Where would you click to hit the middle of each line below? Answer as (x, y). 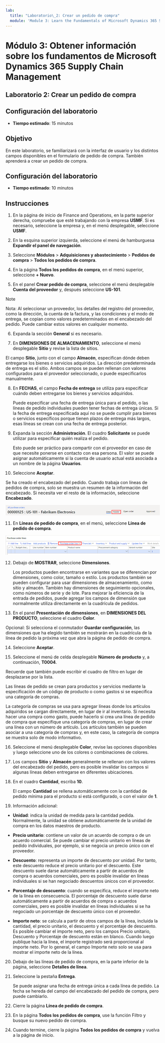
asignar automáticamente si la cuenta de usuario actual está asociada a (85, 459)
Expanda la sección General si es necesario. (58, 334)
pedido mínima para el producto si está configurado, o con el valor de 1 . (85, 796)
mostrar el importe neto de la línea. (48, 952)
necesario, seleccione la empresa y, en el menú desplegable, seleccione (86, 226)
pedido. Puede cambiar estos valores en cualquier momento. (67, 324)
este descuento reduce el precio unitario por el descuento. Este (77, 865)
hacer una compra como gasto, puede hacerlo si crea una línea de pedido (80, 716)
